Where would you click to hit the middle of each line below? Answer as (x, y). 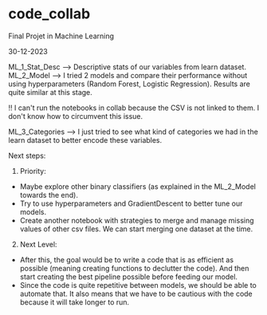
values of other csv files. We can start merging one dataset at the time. (136, 229)
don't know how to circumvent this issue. (76, 116)
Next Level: (38, 244)
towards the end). (49, 195)
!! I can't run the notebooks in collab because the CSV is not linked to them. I (134, 108)
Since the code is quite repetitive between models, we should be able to (138, 285)
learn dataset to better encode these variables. (85, 140)
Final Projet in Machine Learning (61, 36)
